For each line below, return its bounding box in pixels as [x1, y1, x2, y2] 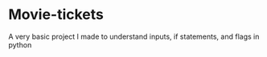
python [8, 40, 32, 49]
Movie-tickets [8, 6, 105, 24]
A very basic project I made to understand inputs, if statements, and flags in [8, 32, 260, 41]
